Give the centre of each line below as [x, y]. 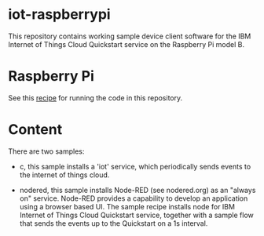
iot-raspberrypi [60, 15]
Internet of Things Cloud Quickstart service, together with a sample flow [136, 215]
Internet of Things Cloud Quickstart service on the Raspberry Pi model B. [126, 44]
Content [35, 130]
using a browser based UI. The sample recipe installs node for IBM [127, 206]
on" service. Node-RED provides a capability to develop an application [134, 198]
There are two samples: [46, 151]
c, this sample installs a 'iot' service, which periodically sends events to [135, 166]
